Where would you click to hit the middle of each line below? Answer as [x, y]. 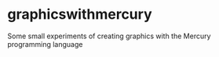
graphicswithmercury [80, 14]
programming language [45, 44]
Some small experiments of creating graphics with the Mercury [109, 36]
